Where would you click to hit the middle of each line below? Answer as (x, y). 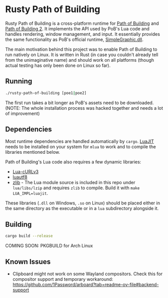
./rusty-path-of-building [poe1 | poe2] (46, 93)
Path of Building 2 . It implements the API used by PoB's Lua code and (77, 28)
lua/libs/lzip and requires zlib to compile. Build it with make (76, 188)
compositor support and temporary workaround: (63, 279)
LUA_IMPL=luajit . (30, 193)
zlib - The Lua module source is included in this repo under (74, 183)
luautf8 (20, 177)
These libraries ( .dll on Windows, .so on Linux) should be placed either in (83, 203)
